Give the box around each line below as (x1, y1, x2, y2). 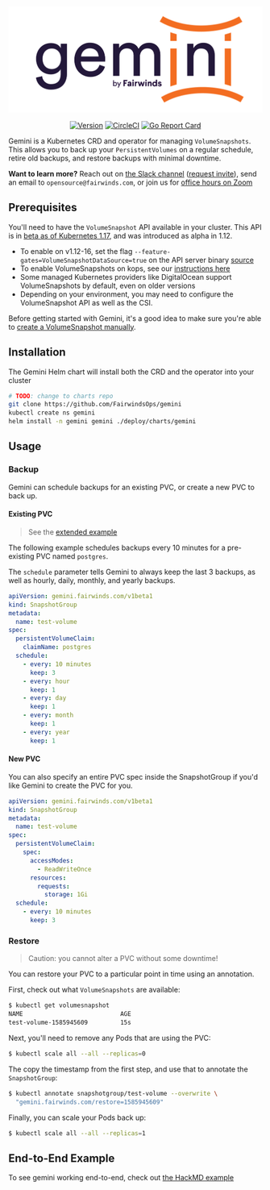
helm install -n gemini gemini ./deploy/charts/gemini (8, 418, 197, 426)
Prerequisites (8, 201, 77, 214)
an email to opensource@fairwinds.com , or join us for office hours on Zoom (8, 177, 253, 187)
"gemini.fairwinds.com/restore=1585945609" (15, 1098, 164, 1106)
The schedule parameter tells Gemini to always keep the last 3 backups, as (8, 567, 256, 576)
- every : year (23, 728, 70, 736)
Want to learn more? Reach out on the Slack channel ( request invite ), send (8, 169, 257, 178)
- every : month (23, 711, 74, 719)
